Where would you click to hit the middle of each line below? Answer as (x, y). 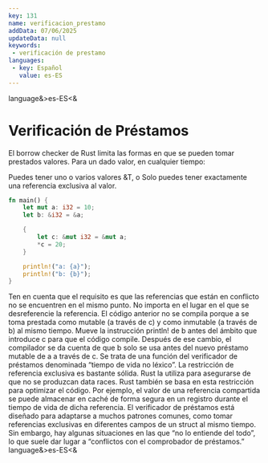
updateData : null (37, 38)
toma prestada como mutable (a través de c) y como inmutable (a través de (133, 323)
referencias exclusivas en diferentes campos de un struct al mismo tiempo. (132, 424)
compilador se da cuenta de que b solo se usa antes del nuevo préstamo (128, 348)
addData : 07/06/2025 (43, 30)
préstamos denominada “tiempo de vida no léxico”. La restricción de (121, 365)
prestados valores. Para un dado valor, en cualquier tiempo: (107, 161)
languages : (26, 61)
